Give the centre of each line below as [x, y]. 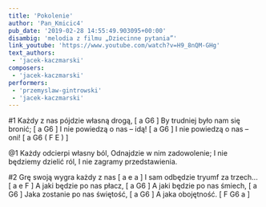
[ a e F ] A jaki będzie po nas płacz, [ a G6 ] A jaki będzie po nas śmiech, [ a [133, 186]
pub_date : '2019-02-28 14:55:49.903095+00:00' [87, 30]
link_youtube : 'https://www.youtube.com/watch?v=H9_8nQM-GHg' [114, 46]
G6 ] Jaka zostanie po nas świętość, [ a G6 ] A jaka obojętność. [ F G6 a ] [129, 194]
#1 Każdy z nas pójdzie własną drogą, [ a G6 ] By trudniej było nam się [124, 120]
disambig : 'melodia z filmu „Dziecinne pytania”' [93, 38]
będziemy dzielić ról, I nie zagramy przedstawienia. [93, 162]
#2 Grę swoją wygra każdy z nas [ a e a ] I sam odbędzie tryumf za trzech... [133, 177]
